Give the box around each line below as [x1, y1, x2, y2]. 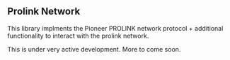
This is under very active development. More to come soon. [7, 45, 181, 53]
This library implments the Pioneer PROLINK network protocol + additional [7, 24, 224, 32]
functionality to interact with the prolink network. [7, 31, 149, 40]
